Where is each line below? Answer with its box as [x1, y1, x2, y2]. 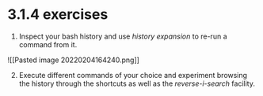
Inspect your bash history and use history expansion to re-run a [18, 31, 227, 41]
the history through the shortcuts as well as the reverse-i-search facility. [18, 79, 255, 88]
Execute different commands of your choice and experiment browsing [18, 70, 247, 79]
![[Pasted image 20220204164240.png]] [7, 55, 140, 65]
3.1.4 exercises [7, 6, 109, 24]
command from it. [18, 39, 78, 49]
